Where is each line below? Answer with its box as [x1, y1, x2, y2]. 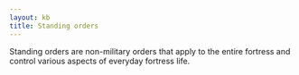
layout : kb [9, 12, 51, 22]
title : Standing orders [9, 21, 99, 30]
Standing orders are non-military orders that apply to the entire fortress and [9, 46, 291, 56]
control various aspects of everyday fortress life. [9, 55, 191, 66]
